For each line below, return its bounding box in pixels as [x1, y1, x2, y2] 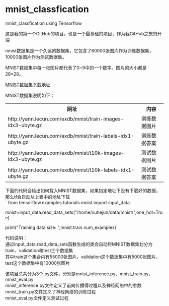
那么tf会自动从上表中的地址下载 [5, 194, 70, 200]
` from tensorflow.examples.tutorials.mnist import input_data [5, 199, 130, 205]
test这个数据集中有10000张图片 [5, 260, 70, 266]
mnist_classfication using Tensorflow [5, 20, 82, 26]
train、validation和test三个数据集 [5, 247, 73, 253]
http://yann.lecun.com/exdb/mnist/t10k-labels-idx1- [8, 166, 135, 173]
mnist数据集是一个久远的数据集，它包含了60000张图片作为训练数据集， [5, 47, 154, 53]
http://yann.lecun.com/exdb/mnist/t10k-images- [8, 149, 125, 156]
